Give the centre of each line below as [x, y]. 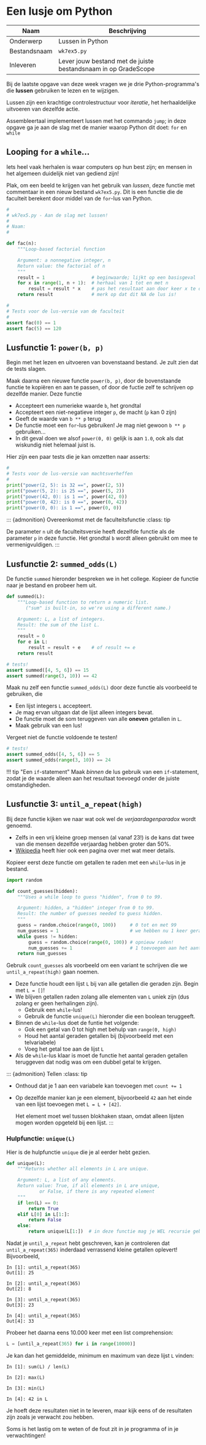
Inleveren [23, 64]
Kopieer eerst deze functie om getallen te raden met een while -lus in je [96, 862]
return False [45, 1220]
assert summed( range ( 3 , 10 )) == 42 [52, 676]
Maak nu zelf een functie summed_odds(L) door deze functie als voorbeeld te [102, 687]
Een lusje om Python [59, 11]
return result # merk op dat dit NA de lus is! [97, 295]
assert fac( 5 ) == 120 [34, 329]
